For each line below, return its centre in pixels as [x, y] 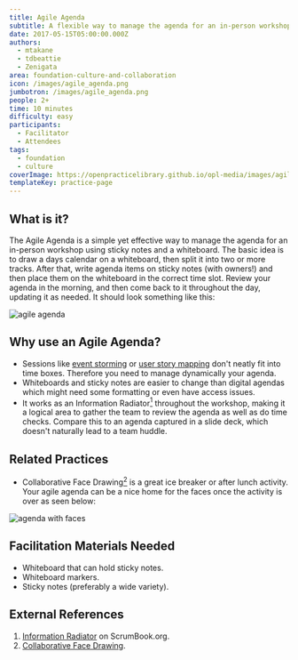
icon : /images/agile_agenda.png [69, 84]
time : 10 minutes [41, 109]
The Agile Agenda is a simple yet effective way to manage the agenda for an [149, 240]
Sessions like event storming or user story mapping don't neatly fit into [151, 363]
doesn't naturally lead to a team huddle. [94, 431]
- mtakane [35, 51]
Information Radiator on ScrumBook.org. [96, 636]
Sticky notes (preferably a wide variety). [95, 586]
